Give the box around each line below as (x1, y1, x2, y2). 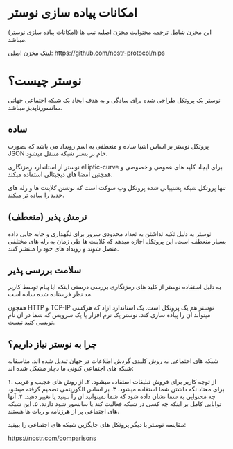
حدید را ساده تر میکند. (8, 191, 64, 199)
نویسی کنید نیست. (8, 318, 55, 327)
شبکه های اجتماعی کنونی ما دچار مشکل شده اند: (8, 364, 134, 373)
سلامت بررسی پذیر (8, 264, 82, 276)
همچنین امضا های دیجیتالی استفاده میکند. (8, 170, 113, 178)
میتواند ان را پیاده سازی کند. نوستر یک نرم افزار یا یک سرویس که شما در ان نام (8, 311, 211, 319)
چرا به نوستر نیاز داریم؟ (8, 338, 97, 350)
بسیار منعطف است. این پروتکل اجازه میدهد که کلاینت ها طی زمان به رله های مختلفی (8, 237, 227, 245)
